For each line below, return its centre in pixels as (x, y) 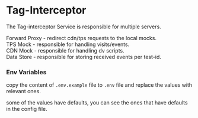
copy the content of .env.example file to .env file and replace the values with (99, 85)
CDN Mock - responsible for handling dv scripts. (65, 50)
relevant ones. (24, 91)
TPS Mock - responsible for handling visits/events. (68, 44)
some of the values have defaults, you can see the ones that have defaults (97, 103)
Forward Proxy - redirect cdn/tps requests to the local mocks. (82, 38)
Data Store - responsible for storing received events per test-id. (84, 57)
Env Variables (26, 72)
